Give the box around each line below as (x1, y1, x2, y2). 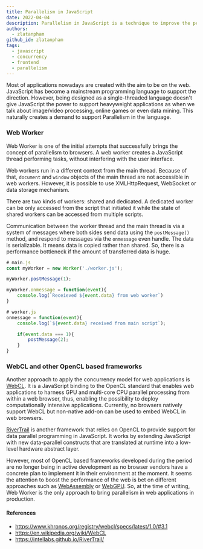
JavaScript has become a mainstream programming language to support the (6, 88, 196, 95)
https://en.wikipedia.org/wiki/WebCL (14, 529, 107, 536)
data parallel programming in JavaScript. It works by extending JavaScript (6, 433, 191, 440)
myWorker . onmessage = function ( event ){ (6, 287, 107, 293)
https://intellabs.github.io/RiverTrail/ (14, 535, 105, 543)
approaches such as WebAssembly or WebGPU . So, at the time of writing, (6, 483, 190, 490)
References (6, 509, 36, 516)
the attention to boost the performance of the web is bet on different (6, 476, 176, 483)
